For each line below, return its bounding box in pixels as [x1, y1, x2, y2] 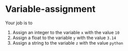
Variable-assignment [5, 3, 96, 15]
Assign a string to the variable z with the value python [12, 40, 123, 46]
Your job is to [5, 20, 33, 26]
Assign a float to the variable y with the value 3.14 [12, 35, 116, 41]
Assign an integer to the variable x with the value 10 [12, 29, 120, 35]
